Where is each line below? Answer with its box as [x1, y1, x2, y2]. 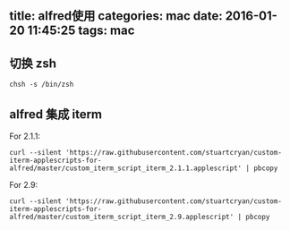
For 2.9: [9, 180, 38, 191]
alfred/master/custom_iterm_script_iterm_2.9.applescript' [9, 213, 235, 222]
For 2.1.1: [9, 131, 40, 141]
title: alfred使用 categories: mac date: [9, 8, 223, 24]
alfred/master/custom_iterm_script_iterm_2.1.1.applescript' [9, 164, 243, 173]
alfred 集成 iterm [9, 106, 103, 122]
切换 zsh [9, 55, 56, 71]
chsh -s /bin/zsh [9, 80, 74, 89]
